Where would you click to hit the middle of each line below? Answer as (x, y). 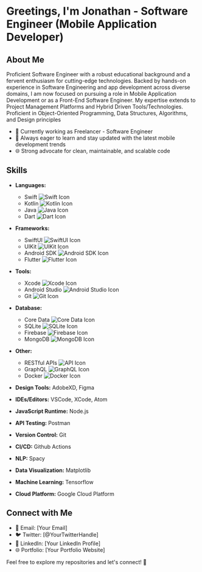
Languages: (30, 185)
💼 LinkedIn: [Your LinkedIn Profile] (58, 543)
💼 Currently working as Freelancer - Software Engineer (84, 131)
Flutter (32, 259)
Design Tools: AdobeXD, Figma (54, 387)
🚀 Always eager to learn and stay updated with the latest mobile (95, 138)
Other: (23, 351)
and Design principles (34, 120)
